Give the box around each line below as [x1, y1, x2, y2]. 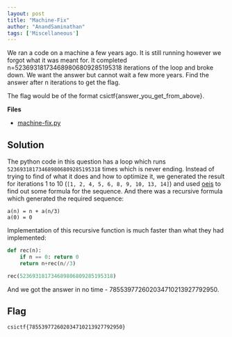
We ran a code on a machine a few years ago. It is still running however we [7, 49, 222, 57]
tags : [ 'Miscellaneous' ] [7, 29, 79, 37]
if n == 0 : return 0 [19, 253, 79, 260]
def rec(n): [7, 247, 42, 254]
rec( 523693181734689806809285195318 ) [7, 272, 117, 279]
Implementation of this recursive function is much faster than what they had [7, 226, 224, 235]
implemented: [7, 234, 47, 242]
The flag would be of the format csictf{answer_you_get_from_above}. [7, 92, 205, 100]
